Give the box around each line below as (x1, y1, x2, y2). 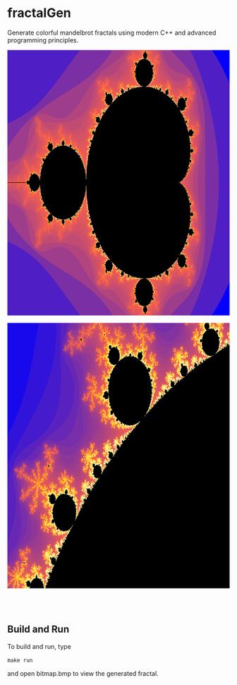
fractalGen (7, 5, 72, 21)
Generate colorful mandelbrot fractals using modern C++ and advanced (7, 28, 217, 37)
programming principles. (7, 35, 79, 44)
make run (7, 657, 33, 664)
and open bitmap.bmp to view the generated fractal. (7, 669, 159, 677)
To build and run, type (7, 642, 72, 650)
